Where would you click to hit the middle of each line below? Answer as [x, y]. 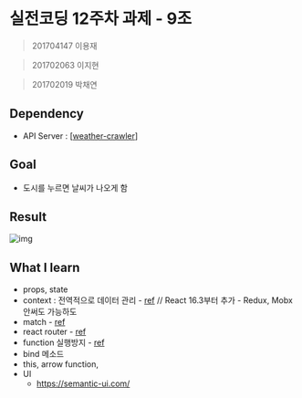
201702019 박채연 [64, 84]
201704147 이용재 [64, 46]
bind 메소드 [43, 354]
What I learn [45, 267]
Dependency [47, 114]
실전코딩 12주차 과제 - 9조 [101, 19]
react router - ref [54, 332]
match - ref [44, 322]
